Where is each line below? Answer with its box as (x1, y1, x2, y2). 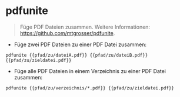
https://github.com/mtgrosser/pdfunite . (19, 29, 115, 36)
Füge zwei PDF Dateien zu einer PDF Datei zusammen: (14, 41, 147, 48)
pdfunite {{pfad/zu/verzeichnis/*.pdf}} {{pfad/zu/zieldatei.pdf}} (5, 85, 175, 91)
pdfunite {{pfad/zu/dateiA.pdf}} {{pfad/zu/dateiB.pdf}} (5, 52, 148, 58)
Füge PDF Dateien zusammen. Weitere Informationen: (19, 23, 151, 30)
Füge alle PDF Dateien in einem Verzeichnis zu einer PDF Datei (14, 67, 166, 74)
